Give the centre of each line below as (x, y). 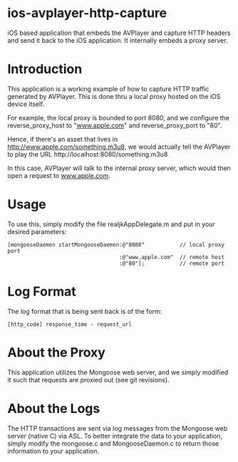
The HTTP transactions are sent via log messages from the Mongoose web (118, 428)
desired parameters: (37, 231)
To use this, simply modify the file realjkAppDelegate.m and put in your (111, 224)
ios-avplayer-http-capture (87, 13)
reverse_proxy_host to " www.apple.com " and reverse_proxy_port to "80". (115, 125)
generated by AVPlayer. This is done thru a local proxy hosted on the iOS (114, 96)
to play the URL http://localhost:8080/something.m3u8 (88, 154)
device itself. (26, 104)
